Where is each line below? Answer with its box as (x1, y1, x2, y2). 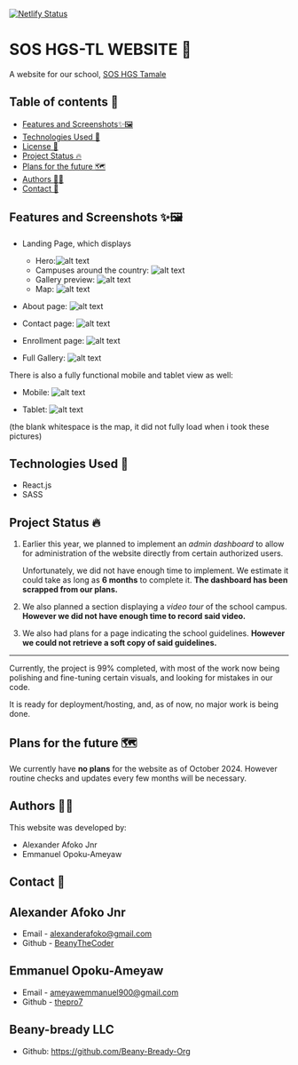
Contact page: (21, 318, 75, 329)
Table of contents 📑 (9, 94, 119, 110)
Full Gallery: (21, 352, 67, 363)
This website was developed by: (9, 822, 127, 832)
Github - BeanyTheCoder (21, 938, 114, 949)
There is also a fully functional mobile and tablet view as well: (9, 370, 233, 380)
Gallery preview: (35, 274, 96, 284)
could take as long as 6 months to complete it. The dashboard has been (21, 575, 288, 585)
